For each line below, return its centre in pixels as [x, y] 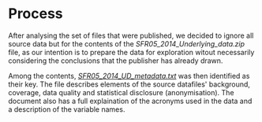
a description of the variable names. [67, 109]
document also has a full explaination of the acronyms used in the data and [130, 101]
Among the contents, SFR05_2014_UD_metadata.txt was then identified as [129, 76]
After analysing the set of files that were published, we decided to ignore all [131, 35]
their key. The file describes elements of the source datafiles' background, [129, 84]
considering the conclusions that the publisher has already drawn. [116, 61]
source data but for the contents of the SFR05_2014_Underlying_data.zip [127, 43]
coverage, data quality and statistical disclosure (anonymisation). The [121, 92]
